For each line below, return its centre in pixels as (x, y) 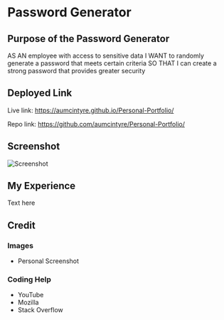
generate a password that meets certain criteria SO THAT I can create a (112, 63)
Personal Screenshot (48, 261)
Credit (21, 225)
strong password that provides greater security (76, 71)
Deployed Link (40, 93)
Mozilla (28, 302)
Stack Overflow (41, 310)
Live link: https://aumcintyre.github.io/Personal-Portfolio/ (91, 110)
